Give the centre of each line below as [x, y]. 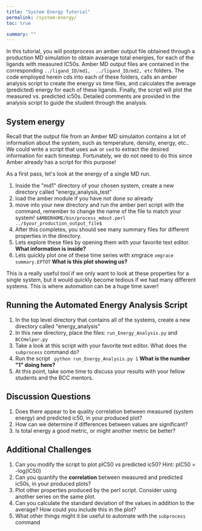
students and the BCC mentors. [54, 378]
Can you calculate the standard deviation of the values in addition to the [105, 503]
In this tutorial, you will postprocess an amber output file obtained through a [101, 51]
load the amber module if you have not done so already [84, 199]
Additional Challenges [49, 450]
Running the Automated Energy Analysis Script [97, 305]
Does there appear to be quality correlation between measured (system [104, 411]
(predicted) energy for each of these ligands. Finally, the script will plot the [99, 90]
